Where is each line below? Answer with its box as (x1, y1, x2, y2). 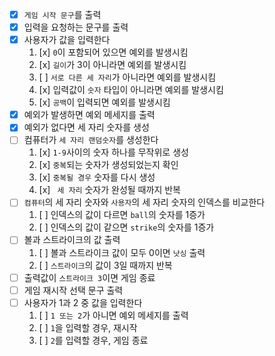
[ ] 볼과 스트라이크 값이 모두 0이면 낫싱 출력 (38, 246, 206, 258)
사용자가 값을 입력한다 (23, 34, 111, 46)
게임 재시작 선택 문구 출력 (23, 284, 124, 296)
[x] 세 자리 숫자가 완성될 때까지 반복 (38, 184, 181, 196)
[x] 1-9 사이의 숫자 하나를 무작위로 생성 (38, 146, 189, 158)
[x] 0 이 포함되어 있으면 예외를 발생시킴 (38, 46, 189, 58)
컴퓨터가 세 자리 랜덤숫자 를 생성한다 (23, 134, 159, 146)
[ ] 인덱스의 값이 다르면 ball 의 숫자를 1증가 (38, 209, 206, 221)
